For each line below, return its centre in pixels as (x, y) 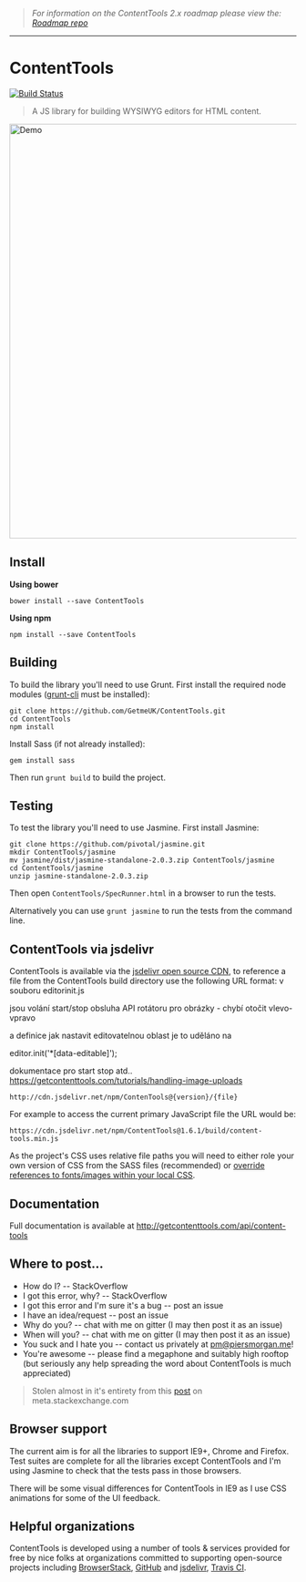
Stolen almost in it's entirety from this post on (117, 1391)
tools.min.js (34, 1139)
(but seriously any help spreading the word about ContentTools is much (157, 1363)
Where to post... (56, 1264)
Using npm (31, 618)
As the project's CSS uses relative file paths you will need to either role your (152, 1156)
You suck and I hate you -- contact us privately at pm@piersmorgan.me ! (158, 1344)
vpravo (23, 1018)
